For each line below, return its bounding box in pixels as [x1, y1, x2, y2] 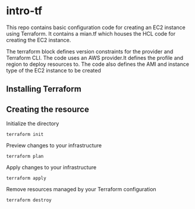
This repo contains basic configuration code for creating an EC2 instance [6, 24, 185, 31]
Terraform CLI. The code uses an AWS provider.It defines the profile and [6, 54, 184, 61]
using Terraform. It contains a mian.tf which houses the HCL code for [6, 30, 176, 37]
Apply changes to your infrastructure [6, 164, 97, 171]
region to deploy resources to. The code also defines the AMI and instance [6, 61, 189, 68]
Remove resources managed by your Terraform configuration [6, 186, 156, 193]
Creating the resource [6, 104, 89, 114]
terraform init [6, 132, 44, 138]
